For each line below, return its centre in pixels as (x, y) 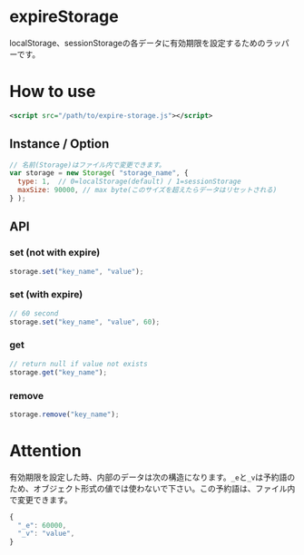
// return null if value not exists (78, 364)
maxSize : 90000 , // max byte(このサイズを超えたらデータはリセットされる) (147, 190)
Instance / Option (59, 144)
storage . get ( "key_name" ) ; (58, 372)
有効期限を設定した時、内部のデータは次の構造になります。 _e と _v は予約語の (152, 477)
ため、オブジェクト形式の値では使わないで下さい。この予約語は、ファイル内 (152, 488)
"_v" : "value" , (46, 534)
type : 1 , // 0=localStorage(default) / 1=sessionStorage (130, 182)
